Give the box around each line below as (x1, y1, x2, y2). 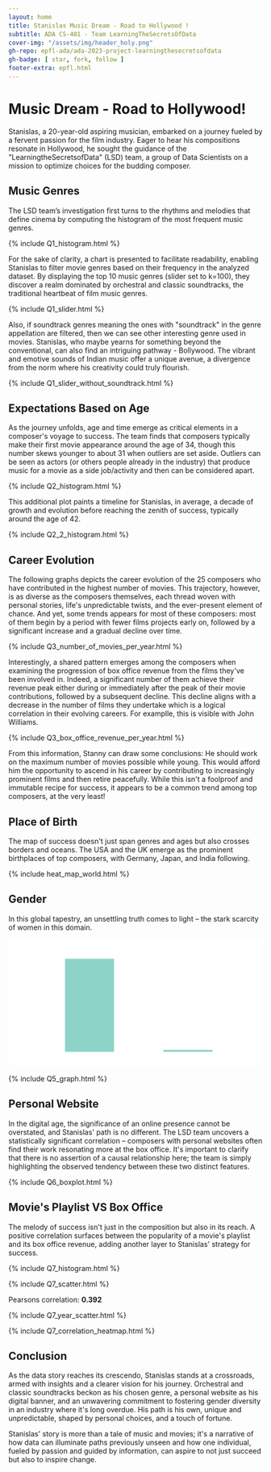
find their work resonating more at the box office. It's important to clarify (8, 1144, 249, 1154)
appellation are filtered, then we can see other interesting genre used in (8, 328, 246, 338)
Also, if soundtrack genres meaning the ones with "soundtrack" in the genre (8, 320, 262, 329)
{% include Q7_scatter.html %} (8, 1279, 110, 1289)
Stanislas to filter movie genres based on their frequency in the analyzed (8, 262, 250, 272)
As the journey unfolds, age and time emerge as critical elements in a (8, 423, 239, 433)
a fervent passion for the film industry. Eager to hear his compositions (8, 135, 240, 144)
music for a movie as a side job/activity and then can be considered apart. (8, 466, 255, 475)
